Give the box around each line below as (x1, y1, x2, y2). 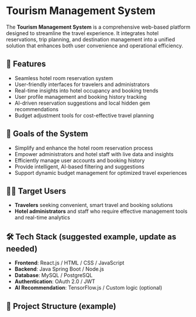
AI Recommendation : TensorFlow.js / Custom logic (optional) (14, 284, 163, 291)
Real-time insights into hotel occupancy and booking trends (14, 87, 159, 94)
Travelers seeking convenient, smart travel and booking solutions (14, 202, 173, 209)
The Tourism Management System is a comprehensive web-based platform (6, 23, 191, 30)
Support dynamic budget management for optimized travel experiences (14, 169, 187, 176)
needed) (6, 244, 38, 254)
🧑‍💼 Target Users (6, 186, 66, 196)
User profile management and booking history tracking (14, 93, 147, 100)
